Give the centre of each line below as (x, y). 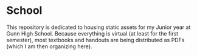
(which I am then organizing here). (49, 46)
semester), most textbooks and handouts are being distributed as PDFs (95, 40)
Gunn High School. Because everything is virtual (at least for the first (92, 33)
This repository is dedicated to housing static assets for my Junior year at (98, 27)
